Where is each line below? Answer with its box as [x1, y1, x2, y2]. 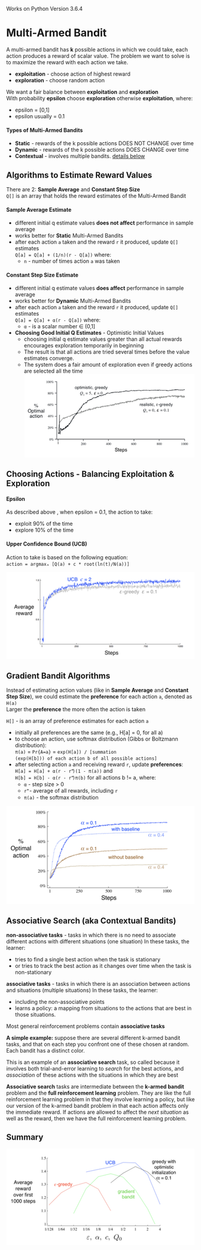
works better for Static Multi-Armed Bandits [14, 232, 124, 239]
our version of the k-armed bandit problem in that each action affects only [6, 1102, 189, 1109]
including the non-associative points [14, 998, 105, 1005]
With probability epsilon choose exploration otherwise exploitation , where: [6, 94, 193, 101]
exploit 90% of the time [14, 520, 73, 527]
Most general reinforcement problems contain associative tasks [6, 1023, 165, 1030]
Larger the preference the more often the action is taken [6, 706, 145, 713]
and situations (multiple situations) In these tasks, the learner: [6, 987, 159, 994]
